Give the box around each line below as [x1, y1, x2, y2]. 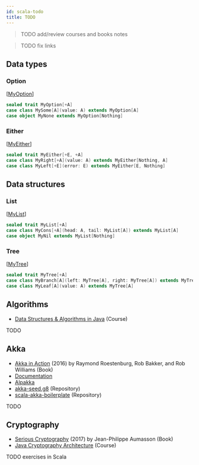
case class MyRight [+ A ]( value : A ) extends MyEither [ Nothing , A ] [6, 157, 168, 163]
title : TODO [6, 14, 36, 20]
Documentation [14, 372, 53, 380]
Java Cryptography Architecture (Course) [14, 442, 117, 449]
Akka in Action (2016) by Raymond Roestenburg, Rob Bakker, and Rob [14, 359, 185, 367]
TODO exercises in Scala [6, 453, 67, 460]
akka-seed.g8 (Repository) [14, 385, 81, 392]
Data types [6, 59, 47, 69]
